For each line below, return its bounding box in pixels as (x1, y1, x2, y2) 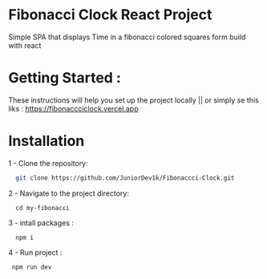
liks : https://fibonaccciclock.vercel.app (8, 103, 139, 113)
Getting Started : (8, 69, 122, 87)
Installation (8, 132, 85, 150)
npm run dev (11, 263, 52, 271)
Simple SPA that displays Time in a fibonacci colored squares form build (8, 32, 246, 42)
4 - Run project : (8, 247, 63, 257)
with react (8, 40, 42, 50)
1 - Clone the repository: (8, 158, 88, 168)
